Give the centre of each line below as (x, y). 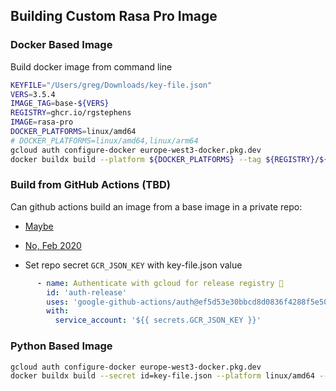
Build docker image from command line (91, 66)
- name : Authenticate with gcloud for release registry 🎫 (160, 283)
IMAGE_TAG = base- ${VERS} (60, 104)
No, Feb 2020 (53, 245)
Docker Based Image (61, 45)
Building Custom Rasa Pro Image (114, 16)
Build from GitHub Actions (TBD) (91, 185)
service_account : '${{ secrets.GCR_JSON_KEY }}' (158, 320)
